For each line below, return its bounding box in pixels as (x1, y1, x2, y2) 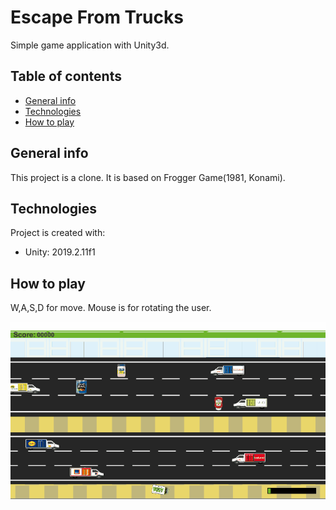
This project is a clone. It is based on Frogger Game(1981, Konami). (10, 171, 286, 183)
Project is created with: (10, 227, 106, 239)
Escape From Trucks (10, 6, 184, 29)
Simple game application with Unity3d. (10, 39, 170, 51)
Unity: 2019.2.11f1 (24, 246, 96, 258)
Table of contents (10, 68, 122, 85)
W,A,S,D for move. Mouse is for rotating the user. (10, 302, 212, 314)
